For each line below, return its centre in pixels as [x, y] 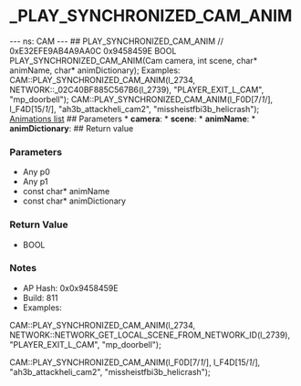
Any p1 [35, 182]
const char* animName [66, 192]
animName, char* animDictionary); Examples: [95, 70]
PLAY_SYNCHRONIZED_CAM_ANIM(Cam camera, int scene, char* [134, 60]
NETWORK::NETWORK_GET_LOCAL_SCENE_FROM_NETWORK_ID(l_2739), [150, 335]
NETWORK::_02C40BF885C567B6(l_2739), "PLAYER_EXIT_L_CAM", [137, 89]
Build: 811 [40, 297]
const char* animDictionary [74, 201]
